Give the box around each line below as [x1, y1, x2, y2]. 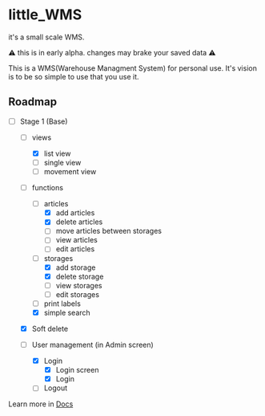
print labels [43, 299, 82, 308]
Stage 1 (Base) [19, 116, 68, 126]
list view [43, 149, 71, 158]
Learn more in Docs [8, 399, 74, 409]
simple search [43, 308, 90, 317]
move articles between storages [55, 226, 163, 236]
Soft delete [31, 324, 69, 333]
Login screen [55, 365, 99, 375]
